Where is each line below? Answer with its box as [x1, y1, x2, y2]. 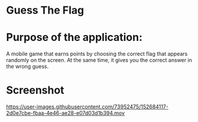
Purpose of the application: [6, 31, 143, 44]
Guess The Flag [6, 4, 85, 17]
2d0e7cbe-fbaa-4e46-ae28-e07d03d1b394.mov [6, 110, 125, 117]
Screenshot [6, 84, 64, 97]
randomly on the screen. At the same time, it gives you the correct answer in [6, 57, 192, 64]
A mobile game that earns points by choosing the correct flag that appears [6, 50, 188, 57]
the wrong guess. [6, 63, 49, 70]
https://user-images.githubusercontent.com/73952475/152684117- [6, 103, 168, 110]
